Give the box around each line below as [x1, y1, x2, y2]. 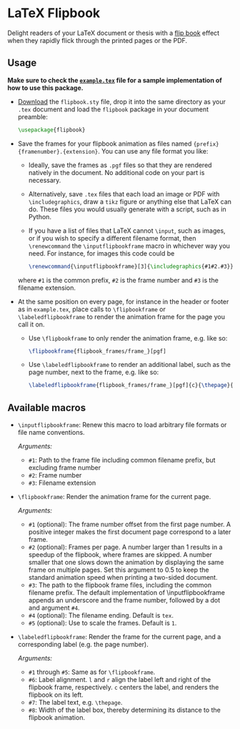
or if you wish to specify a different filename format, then [28, 233, 196, 242]
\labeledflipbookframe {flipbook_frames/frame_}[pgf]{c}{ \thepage [28, 382, 227, 389]
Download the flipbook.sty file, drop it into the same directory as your [17, 97, 226, 106]
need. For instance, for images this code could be [28, 248, 175, 258]
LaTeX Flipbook [7, 5, 101, 21]
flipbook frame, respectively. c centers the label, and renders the [28, 683, 219, 692]
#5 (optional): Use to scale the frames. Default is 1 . [28, 619, 177, 628]
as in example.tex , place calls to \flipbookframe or [17, 305, 166, 313]
